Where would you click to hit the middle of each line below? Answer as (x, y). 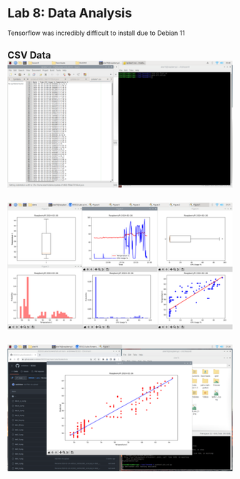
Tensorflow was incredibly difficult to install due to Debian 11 (96, 33)
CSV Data (29, 55)
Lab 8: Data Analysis (70, 13)
